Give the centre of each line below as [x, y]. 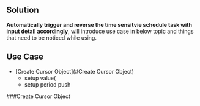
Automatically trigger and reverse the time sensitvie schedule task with [99, 24]
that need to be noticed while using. [51, 37]
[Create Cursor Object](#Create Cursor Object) [75, 71]
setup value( [40, 78]
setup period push [47, 84]
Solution [23, 10]
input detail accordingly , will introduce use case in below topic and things [100, 31]
